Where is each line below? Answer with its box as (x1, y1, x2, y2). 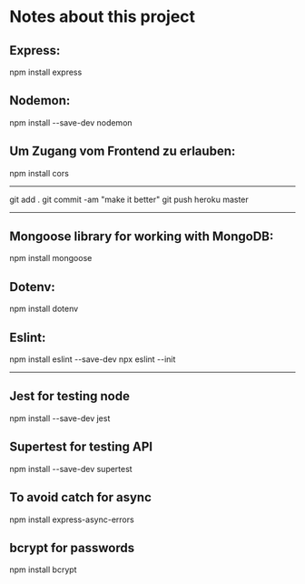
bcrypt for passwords (9, 539, 134, 556)
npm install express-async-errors (9, 514, 134, 525)
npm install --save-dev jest (9, 412, 111, 424)
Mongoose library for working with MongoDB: (9, 229, 274, 245)
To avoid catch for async (9, 489, 152, 506)
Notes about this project (9, 6, 196, 27)
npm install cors (9, 167, 70, 178)
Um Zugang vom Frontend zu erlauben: (9, 144, 236, 159)
